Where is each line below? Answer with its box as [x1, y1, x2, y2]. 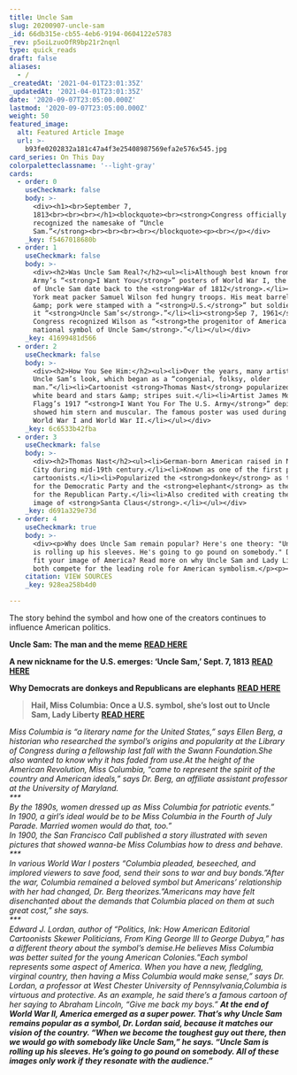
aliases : [9, 63, 42, 72]
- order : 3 [17, 433, 57, 442]
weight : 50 [9, 111, 49, 120]
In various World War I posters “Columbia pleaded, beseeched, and [9, 858, 256, 868]
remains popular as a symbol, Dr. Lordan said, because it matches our [9, 1018, 273, 1028]
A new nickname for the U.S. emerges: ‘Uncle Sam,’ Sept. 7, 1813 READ [9, 657, 273, 666]
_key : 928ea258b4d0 [25, 580, 97, 589]
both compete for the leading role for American [32, 564, 216, 573]
